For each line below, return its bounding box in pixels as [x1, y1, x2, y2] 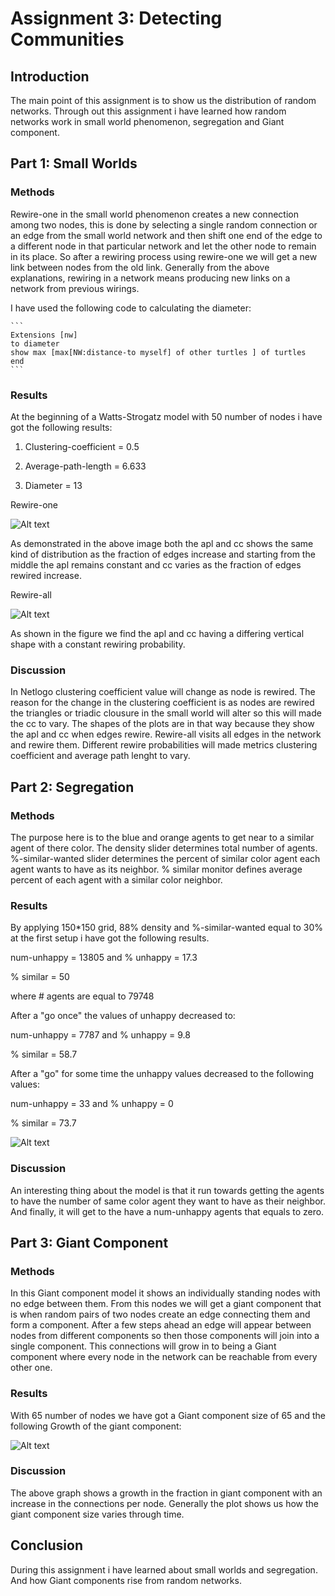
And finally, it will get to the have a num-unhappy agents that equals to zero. [10, 1205, 325, 1217]
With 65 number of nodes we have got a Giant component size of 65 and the [10, 1409, 326, 1421]
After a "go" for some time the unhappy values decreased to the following [10, 1068, 315, 1080]
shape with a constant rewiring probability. [10, 638, 186, 650]
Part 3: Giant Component [10, 1234, 169, 1251]
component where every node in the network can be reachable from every [10, 1351, 318, 1363]
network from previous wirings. [10, 282, 140, 294]
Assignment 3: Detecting [10, 7, 223, 30]
